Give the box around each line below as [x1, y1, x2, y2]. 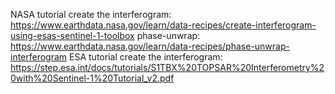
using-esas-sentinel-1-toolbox [10, 30, 135, 41]
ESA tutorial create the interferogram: [69, 51, 223, 63]
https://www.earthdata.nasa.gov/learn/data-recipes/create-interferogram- [10, 19, 317, 31]
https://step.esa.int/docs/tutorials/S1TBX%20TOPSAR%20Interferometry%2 [10, 62, 325, 73]
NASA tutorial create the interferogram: [10, 9, 172, 20]
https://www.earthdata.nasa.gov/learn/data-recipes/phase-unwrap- [10, 40, 290, 52]
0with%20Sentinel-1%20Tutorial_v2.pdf [10, 72, 175, 84]
